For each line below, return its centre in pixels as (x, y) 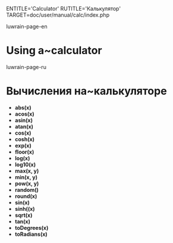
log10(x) (25, 164)
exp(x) (23, 145)
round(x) (26, 196)
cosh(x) (24, 139)
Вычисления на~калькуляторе (87, 91)
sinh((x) (25, 208)
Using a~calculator (54, 51)
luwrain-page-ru (26, 67)
